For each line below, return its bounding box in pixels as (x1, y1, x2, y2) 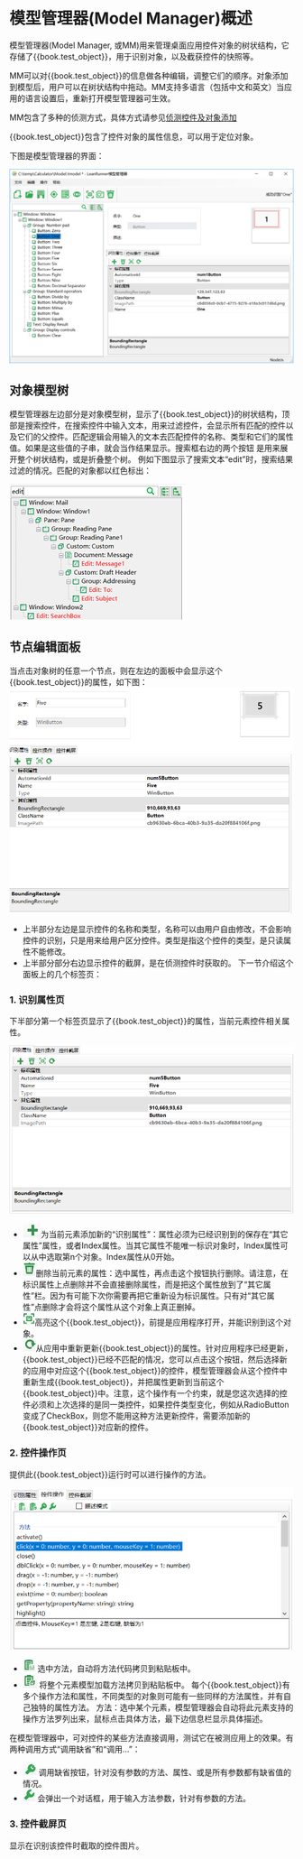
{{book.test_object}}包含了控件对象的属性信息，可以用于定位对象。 (9, 131, 259, 142)
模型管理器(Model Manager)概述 (9, 8, 252, 29)
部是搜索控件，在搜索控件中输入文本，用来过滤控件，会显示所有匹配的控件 (9, 420, 286, 430)
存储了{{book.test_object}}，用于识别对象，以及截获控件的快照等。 (9, 51, 259, 61)
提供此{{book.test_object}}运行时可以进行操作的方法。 (9, 1468, 212, 1480)
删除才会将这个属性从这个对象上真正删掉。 (41, 1301, 200, 1313)
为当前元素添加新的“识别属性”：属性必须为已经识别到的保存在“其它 (40, 1229, 289, 1240)
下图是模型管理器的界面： (9, 150, 105, 161)
